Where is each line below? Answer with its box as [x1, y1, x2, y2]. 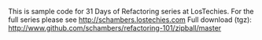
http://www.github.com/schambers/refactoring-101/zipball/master [8, 24, 222, 32]
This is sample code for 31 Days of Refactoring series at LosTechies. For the [8, 7, 254, 16]
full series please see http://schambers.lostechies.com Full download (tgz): [8, 15, 252, 24]
